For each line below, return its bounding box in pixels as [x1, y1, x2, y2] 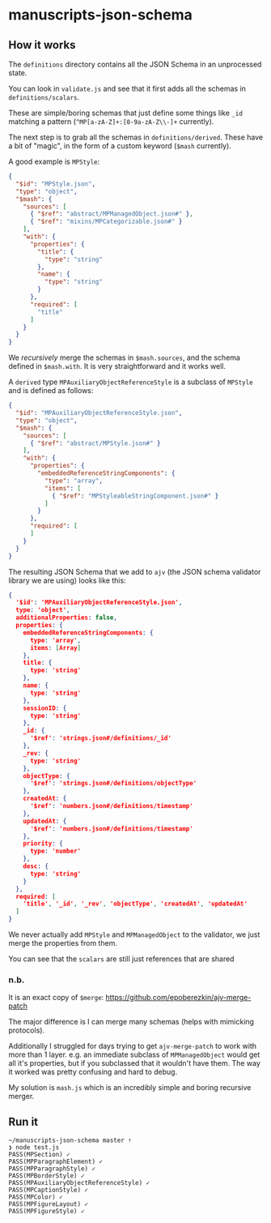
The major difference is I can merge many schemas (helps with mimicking [8, 1017, 255, 1027]
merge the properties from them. [8, 939, 117, 947]
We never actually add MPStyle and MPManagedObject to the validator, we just [8, 930, 260, 939]
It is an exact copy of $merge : [8, 993, 104, 1003]
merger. [8, 1092, 35, 1101]
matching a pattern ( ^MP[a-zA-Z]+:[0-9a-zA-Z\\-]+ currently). [8, 117, 214, 126]
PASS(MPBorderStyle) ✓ [8, 1172, 85, 1180]
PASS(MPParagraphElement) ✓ [8, 1157, 104, 1166]
